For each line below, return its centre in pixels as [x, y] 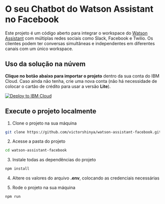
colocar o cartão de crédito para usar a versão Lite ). [58, 86]
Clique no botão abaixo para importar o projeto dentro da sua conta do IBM [82, 76]
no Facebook [32, 19]
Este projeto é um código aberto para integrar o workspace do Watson [76, 33]
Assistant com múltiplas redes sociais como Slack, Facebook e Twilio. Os [79, 38]
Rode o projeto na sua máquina [44, 188]
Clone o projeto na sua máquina [44, 123]
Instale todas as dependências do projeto [54, 160]
